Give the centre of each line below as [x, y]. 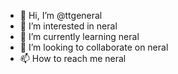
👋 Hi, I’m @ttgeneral [61, 15]
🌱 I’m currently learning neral [79, 36]
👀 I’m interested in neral [68, 26]
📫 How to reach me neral [73, 58]
